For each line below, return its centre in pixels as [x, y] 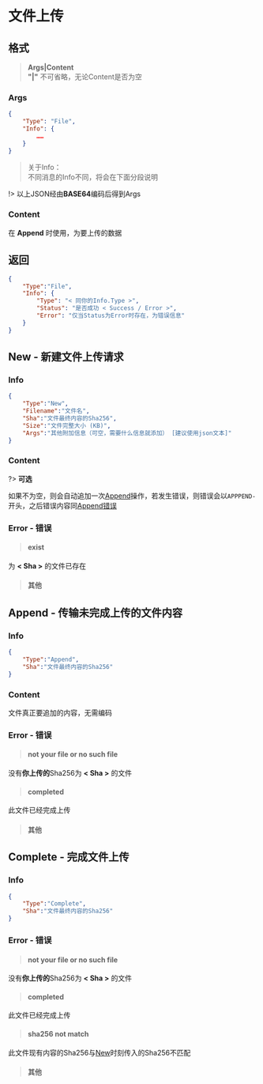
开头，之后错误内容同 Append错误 [62, 505]
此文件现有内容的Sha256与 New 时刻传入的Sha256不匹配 [100, 1052]
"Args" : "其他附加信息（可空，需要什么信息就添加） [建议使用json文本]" [127, 433]
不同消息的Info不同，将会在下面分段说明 [92, 177]
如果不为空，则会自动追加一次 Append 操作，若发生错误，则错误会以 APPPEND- [132, 496]
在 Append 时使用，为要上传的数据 [65, 232]
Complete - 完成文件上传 [69, 857]
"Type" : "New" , [45, 404]
